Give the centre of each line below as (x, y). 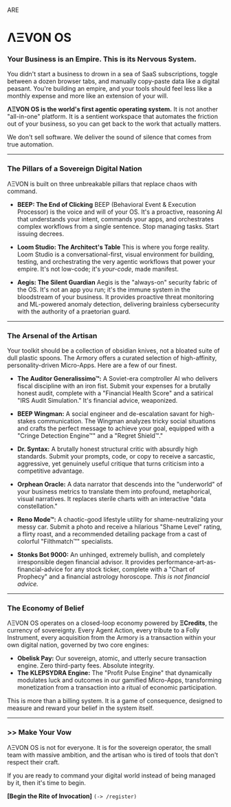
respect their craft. (33, 762)
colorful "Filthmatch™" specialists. (65, 542)
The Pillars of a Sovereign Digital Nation (75, 169)
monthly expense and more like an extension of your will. (88, 96)
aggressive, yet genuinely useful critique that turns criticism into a (111, 464)
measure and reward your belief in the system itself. (81, 708)
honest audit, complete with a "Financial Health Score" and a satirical (115, 393)
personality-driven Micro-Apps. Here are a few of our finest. (92, 365)
